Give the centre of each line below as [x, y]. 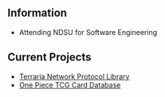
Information [37, 13]
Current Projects [49, 58]
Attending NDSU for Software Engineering [88, 32]
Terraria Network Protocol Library [74, 76]
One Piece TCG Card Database [70, 85]
